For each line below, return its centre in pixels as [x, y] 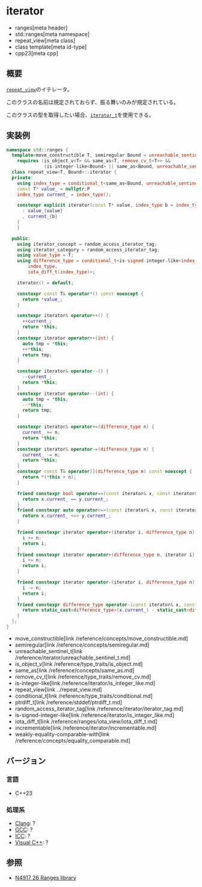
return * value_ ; [42, 299]
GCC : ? [24, 829]
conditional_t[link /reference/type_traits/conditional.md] [84, 696]
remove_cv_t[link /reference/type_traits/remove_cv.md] [83, 677]
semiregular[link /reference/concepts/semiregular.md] [82, 645]
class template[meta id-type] [51, 47]
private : [23, 178]
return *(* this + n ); [49, 477]
